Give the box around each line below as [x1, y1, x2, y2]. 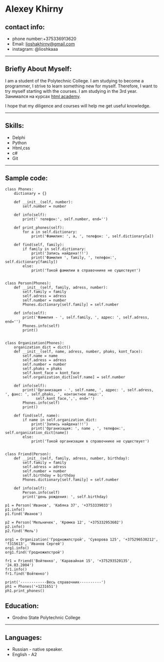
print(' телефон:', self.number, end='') [22, 217, 108, 222]
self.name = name [22, 353, 58, 358]
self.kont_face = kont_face [22, 371, 80, 375]
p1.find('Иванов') [5, 512, 42, 517]
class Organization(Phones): [5, 341, 64, 346]
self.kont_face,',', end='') [36, 396, 95, 401]
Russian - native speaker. [12, 646, 63, 652]
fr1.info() [5, 567, 27, 572]
